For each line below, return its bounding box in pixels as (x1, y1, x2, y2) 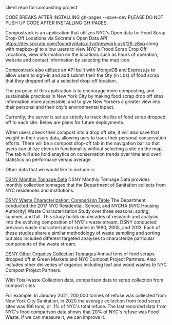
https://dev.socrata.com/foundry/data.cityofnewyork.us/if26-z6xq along (5, 40, 158, 47)
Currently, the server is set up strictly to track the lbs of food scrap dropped (5, 114, 166, 120)
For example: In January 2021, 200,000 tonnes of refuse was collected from (5, 292, 166, 298)
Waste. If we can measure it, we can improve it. (5, 314, 106, 320)
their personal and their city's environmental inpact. (5, 104, 114, 110)
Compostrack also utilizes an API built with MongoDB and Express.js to (5, 67, 156, 73)
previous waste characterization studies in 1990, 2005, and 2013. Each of (5, 225, 160, 230)
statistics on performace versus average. (5, 156, 92, 162)
